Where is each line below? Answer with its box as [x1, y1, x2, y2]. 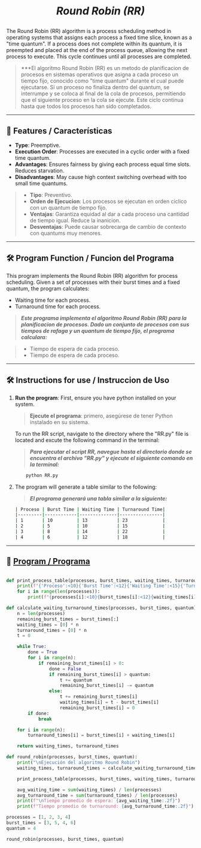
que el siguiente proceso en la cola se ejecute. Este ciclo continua [20, 96, 184, 104]
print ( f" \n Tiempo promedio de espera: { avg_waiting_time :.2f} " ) [17, 798, 181, 804]
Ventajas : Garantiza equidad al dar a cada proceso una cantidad [29, 211, 190, 217]
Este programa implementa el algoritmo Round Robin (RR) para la [20, 314, 187, 322]
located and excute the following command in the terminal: [14, 436, 160, 444]
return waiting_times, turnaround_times [17, 743, 119, 749]
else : [48, 688, 63, 694]
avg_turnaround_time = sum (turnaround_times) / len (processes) [17, 792, 178, 798]
